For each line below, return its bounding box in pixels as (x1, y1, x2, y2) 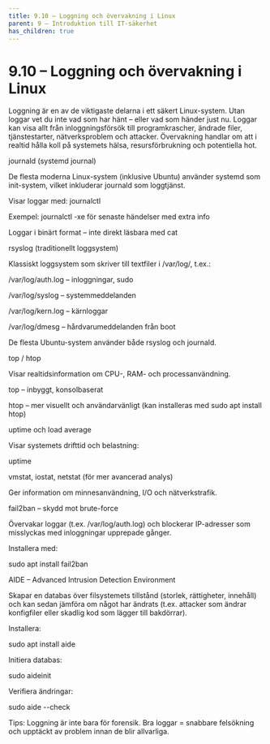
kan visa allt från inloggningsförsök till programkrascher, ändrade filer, (8, 123, 243, 133)
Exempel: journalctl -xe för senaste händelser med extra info (8, 212, 211, 221)
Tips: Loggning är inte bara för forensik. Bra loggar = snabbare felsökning (8, 718, 255, 728)
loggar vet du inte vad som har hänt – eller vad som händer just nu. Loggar (8, 114, 258, 124)
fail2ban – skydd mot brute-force (8, 504, 119, 514)
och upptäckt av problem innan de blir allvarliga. (8, 727, 169, 737)
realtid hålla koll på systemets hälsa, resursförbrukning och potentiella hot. (8, 140, 258, 150)
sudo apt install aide (8, 639, 75, 649)
